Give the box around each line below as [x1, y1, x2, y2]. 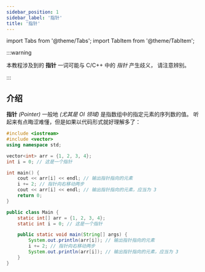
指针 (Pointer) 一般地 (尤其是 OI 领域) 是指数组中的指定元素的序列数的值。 [6, 111, 192, 118]
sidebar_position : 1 [6, 9, 60, 15]
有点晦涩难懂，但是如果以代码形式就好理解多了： [17, 118, 141, 126]
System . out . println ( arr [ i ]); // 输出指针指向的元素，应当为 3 [28, 249, 179, 255]
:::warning [6, 49, 32, 56]
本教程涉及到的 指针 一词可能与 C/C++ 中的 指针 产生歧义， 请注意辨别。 [6, 62, 190, 69]
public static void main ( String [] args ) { [17, 232, 128, 238]
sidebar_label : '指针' [6, 15, 63, 21]
